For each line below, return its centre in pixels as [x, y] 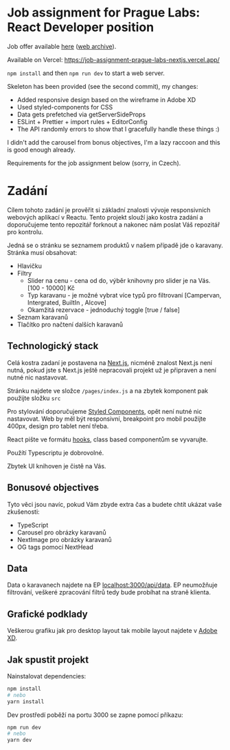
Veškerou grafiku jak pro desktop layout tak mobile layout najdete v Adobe [112, 631]
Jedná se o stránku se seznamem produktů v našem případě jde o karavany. [115, 245]
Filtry [24, 273]
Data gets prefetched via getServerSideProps [81, 114]
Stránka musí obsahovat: [42, 252]
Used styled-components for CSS [65, 107]
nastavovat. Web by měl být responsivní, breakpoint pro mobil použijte [107, 419]
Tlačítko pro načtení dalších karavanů [70, 324]
